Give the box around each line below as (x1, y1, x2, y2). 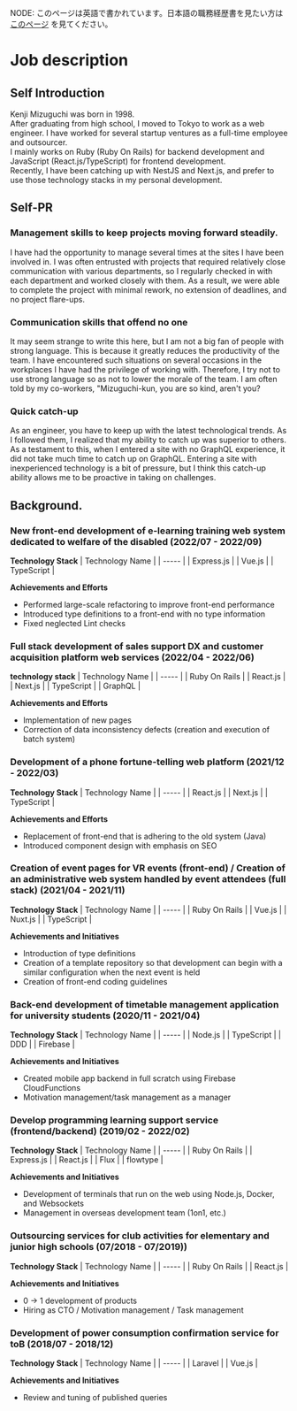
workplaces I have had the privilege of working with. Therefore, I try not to (10, 364, 281, 374)
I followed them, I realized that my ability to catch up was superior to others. (10, 434, 286, 445)
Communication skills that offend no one (10, 316, 188, 328)
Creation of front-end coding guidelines (22, 976, 168, 986)
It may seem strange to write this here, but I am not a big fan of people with (10, 335, 284, 347)
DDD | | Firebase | (10, 1039, 76, 1050)
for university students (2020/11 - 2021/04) (10, 1009, 201, 1022)
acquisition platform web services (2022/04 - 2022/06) (10, 651, 255, 663)
